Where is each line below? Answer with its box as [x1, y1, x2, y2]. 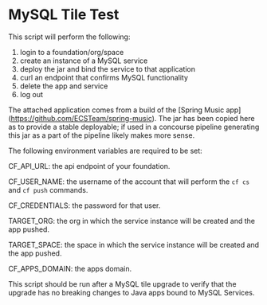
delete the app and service [19, 81, 108, 91]
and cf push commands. [8, 185, 88, 194]
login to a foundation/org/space [19, 47, 124, 57]
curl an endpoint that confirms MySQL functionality [19, 72, 189, 82]
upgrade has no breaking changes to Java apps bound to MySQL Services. [8, 287, 255, 297]
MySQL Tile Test [8, 6, 120, 24]
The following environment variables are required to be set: [8, 146, 203, 155]
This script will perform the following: [8, 32, 131, 41]
